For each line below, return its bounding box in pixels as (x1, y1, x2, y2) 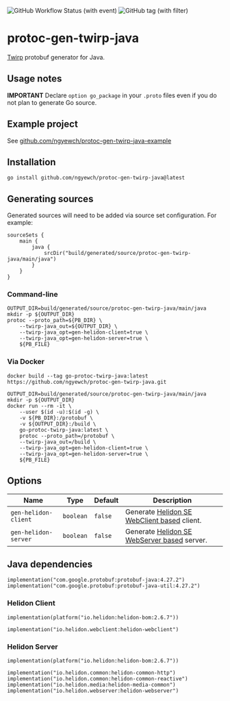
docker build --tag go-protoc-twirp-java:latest (7, 372, 149, 380)
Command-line (7, 290, 58, 299)
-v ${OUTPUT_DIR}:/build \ (19, 420, 97, 428)
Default (94, 495, 119, 505)
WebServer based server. (125, 535, 207, 545)
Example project (7, 119, 79, 130)
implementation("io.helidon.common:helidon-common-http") (7, 669, 176, 676)
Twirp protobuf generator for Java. (7, 53, 105, 61)
